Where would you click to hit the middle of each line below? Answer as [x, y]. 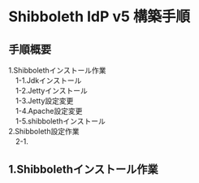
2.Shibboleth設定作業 [44, 131]
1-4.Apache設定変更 [49, 111]
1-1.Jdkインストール [48, 81]
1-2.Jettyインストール [51, 91]
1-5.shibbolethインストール [60, 121]
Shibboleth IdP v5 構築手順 [99, 17]
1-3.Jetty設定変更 [44, 101]
